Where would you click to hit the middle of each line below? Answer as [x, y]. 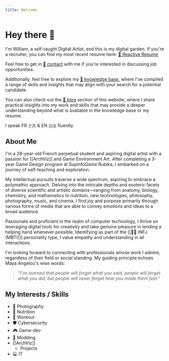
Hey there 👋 [30, 35]
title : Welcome [21, 10]
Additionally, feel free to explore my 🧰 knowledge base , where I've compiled [84, 79]
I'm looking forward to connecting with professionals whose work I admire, [83, 253]
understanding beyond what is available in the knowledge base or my [77, 110]
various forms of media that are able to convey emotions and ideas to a [79, 206]
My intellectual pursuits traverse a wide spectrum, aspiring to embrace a [80, 179]
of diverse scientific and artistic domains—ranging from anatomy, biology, [82, 190]
